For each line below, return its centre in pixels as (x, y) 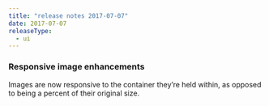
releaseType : (30, 31)
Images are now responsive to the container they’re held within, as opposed (135, 84)
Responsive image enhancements (77, 67)
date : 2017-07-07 (38, 23)
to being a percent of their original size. (74, 93)
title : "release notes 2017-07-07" (68, 16)
